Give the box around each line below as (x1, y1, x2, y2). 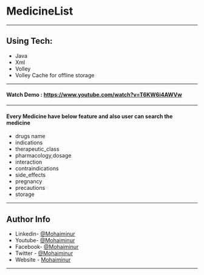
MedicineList (6, 4, 73, 18)
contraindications (15, 165, 59, 172)
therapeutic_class (15, 145, 59, 153)
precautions (15, 184, 46, 192)
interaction (15, 158, 42, 165)
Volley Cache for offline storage (15, 71, 95, 78)
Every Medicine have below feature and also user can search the (6, 113, 173, 120)
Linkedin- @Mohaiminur (15, 230, 76, 237)
